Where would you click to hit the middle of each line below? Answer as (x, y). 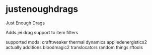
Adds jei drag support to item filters (42, 32)
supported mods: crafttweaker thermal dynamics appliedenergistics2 (76, 42)
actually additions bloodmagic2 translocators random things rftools (74, 47)
